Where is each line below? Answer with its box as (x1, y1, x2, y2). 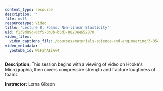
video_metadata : (5, 43, 38, 48)
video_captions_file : (9, 39, 53, 44)
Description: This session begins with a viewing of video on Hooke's (5, 61, 143, 67)
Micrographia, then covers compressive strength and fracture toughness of (5, 66, 156, 72)
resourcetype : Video (5, 20, 47, 26)
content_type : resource (5, 7, 53, 12)
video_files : (5, 35, 32, 39)
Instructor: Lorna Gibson (5, 81, 55, 87)
